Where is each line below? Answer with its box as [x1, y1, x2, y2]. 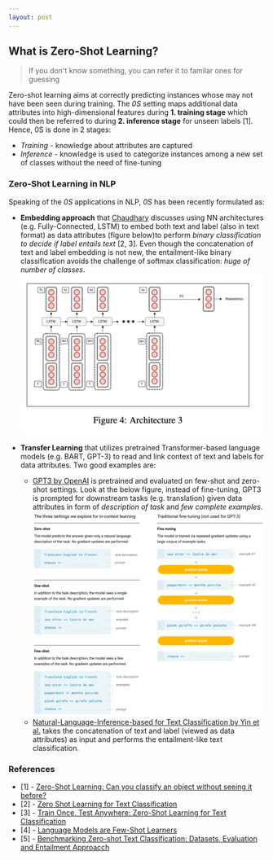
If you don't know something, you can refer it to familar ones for [28, 66, 243, 76]
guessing [28, 74, 59, 85]
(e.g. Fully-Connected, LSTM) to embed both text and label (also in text [20, 221, 259, 231]
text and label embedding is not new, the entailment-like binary [20, 247, 232, 257]
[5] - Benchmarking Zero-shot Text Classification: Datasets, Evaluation [20, 834, 258, 844]
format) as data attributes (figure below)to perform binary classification [20, 230, 262, 239]
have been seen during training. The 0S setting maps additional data [8, 99, 238, 109]
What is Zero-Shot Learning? [8, 45, 159, 59]
